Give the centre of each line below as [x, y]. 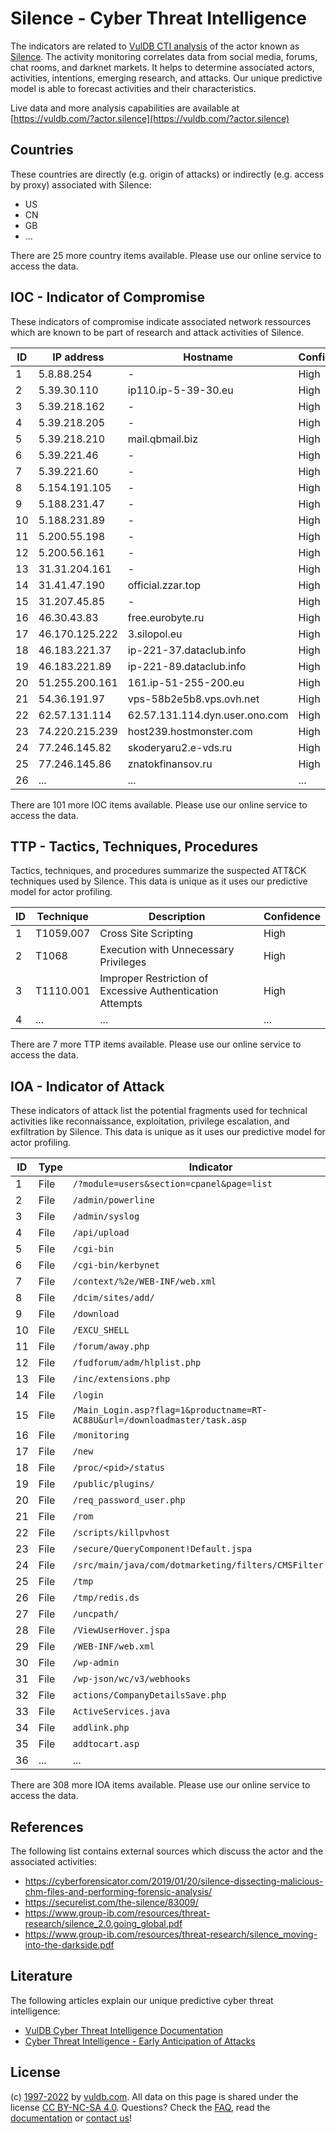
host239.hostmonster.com [190, 731]
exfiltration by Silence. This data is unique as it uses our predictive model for [168, 1132]
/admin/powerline [113, 1200]
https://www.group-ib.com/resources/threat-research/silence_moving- [171, 1934]
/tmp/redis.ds [106, 1598]
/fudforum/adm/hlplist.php [137, 1363]
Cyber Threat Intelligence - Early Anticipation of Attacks [140, 2041]
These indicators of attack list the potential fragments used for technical [159, 1111]
